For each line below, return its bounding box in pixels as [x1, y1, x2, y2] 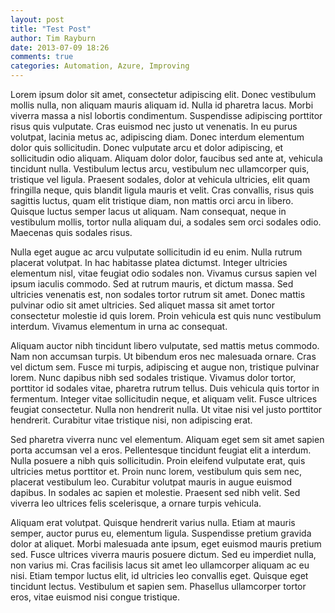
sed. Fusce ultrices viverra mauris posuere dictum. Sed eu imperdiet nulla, [10, 549, 317, 560]
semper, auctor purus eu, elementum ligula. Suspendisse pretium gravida [10, 527, 312, 539]
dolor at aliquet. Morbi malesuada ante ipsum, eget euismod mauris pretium [10, 538, 322, 550]
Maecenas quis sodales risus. [10, 227, 133, 238]
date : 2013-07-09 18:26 [10, 42, 110, 53]
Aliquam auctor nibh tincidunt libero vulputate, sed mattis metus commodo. [10, 340, 320, 351]
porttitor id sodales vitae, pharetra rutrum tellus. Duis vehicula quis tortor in [10, 382, 320, 394]
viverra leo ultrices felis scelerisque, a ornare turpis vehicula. [10, 497, 262, 509]
